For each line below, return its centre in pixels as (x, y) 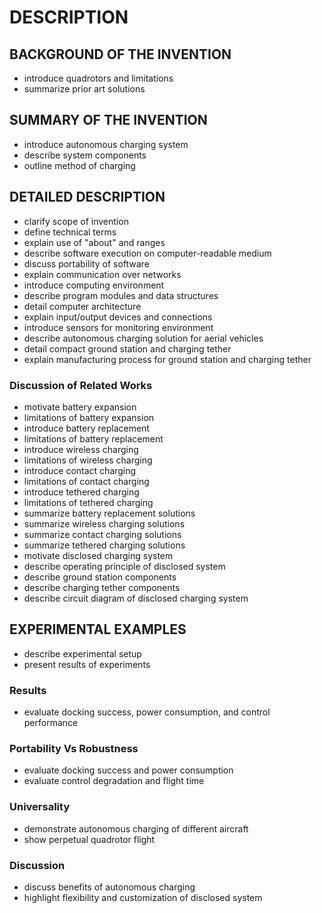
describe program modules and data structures (121, 295)
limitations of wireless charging (88, 460)
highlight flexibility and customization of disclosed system (143, 897)
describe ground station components (100, 577)
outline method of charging (79, 165)
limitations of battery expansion (89, 417)
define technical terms (70, 232)
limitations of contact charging (86, 481)
